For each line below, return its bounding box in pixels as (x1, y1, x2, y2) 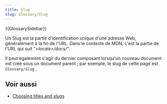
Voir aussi (5, 80, 37, 88)
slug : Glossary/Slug (5, 12, 48, 17)
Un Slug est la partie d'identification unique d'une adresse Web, (5, 35, 137, 41)
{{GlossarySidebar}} (5, 25, 47, 31)
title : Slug (5, 7, 30, 12)
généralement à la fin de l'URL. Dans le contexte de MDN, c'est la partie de (5, 40, 159, 46)
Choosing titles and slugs (12, 93, 65, 99)
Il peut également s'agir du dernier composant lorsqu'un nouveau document (5, 55, 162, 61)
